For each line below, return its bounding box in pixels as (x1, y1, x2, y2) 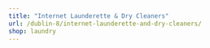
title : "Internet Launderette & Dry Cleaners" (8, 11, 169, 20)
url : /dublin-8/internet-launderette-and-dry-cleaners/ (8, 20, 202, 28)
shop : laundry (8, 27, 57, 35)
